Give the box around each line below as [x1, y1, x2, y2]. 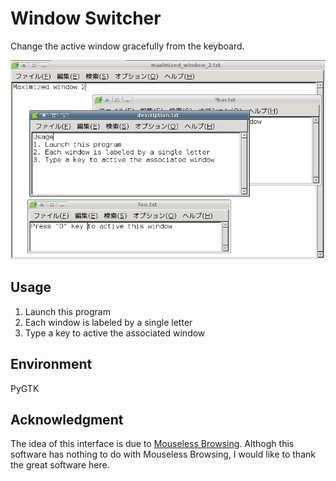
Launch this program [24, 305, 111, 317]
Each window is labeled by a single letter [24, 316, 193, 328]
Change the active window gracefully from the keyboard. [10, 40, 245, 52]
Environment [10, 356, 93, 373]
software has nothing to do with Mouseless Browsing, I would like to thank [10, 448, 316, 461]
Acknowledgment [10, 411, 124, 428]
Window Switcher [10, 7, 162, 30]
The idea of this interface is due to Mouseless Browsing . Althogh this [10, 438, 295, 450]
